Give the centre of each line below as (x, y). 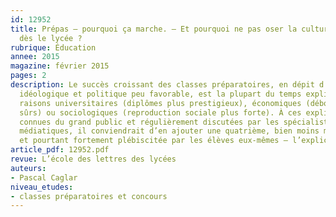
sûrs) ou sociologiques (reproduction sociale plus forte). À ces (160, 112)
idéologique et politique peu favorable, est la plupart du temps (160, 94)
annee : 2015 (35, 57)
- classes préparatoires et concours (89, 196)
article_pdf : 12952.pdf (60, 150)
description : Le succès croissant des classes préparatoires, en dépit (162, 85)
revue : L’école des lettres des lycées (93, 159)
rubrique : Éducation (53, 47)
